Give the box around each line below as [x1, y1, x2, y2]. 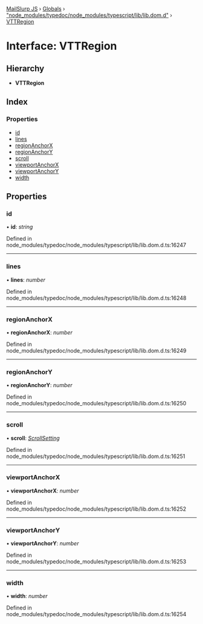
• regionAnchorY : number [6, 382, 72, 389]
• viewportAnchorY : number [6, 540, 79, 547]
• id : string [6, 224, 33, 231]
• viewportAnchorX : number [6, 487, 80, 494]
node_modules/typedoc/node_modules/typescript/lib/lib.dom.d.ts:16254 [6, 611, 187, 618]
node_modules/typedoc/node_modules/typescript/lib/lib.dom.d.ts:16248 [6, 294, 187, 302]
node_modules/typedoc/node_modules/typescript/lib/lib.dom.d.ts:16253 [6, 558, 187, 565]
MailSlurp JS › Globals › [6, 5, 65, 12]
